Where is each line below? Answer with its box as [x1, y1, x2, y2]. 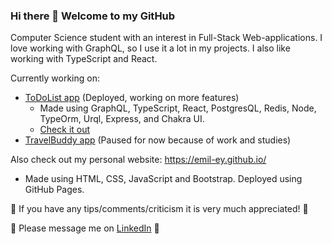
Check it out [39, 124, 91, 136]
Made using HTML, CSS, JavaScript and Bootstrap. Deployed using [24, 173, 303, 185]
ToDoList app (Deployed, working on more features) [24, 92, 240, 104]
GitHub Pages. [24, 184, 85, 196]
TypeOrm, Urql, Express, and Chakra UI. [39, 113, 205, 125]
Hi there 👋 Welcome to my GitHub [10, 9, 176, 23]
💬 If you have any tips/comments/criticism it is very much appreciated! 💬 [10, 203, 309, 215]
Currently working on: [10, 72, 100, 84]
